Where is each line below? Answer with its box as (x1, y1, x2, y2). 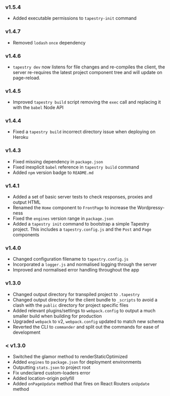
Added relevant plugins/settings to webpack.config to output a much (12, 307, 156, 313)
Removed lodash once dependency (12, 39, 86, 45)
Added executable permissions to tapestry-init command (12, 15, 137, 21)
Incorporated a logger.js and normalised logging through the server (12, 261, 157, 267)
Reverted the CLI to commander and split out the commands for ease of (12, 324, 159, 330)
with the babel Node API (12, 105, 64, 111)
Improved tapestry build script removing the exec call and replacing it (12, 99, 161, 105)
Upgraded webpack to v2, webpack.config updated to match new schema (12, 318, 164, 325)
